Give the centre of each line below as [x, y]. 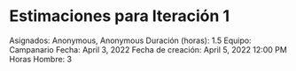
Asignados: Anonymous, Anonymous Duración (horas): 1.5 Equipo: [130, 40]
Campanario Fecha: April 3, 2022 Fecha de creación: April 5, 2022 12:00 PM [148, 49]
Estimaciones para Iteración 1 [120, 16]
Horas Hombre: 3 [41, 59]
